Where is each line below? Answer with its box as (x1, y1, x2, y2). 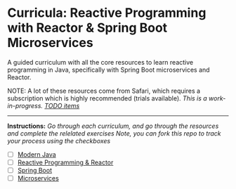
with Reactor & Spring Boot (7, 20, 168, 36)
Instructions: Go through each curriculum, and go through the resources (7, 122, 219, 130)
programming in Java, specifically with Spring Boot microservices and (7, 65, 210, 74)
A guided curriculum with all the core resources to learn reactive (7, 58, 194, 66)
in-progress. (7, 101, 44, 110)
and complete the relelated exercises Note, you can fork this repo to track (7, 129, 221, 138)
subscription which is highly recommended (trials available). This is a (7, 93, 207, 103)
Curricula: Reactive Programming (7, 5, 206, 21)
